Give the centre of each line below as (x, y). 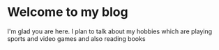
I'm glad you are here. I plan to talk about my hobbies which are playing (110, 31)
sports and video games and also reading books (76, 38)
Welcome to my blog (68, 12)
